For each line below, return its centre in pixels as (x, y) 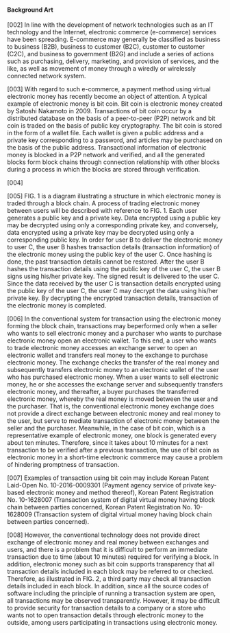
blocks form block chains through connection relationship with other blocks (114, 162)
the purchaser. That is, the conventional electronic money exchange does (111, 406)
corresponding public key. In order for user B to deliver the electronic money (115, 240)
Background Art (30, 10)
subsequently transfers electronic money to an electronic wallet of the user (113, 370)
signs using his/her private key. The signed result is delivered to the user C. (114, 276)
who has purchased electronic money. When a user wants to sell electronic (113, 377)
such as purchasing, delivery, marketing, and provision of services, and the (113, 61)
